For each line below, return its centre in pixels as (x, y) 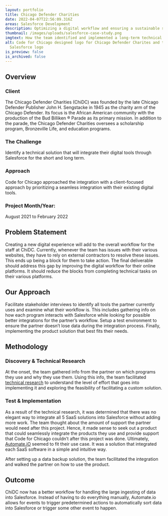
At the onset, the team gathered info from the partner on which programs (80, 372)
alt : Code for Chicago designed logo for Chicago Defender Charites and (82, 43)
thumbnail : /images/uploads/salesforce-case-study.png (63, 33)
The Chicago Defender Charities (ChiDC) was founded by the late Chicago (82, 102)
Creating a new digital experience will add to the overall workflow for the (80, 244)
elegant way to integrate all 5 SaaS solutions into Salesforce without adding (83, 417)
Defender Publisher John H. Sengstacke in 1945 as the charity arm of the (80, 107)
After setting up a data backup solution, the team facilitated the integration (82, 459)
